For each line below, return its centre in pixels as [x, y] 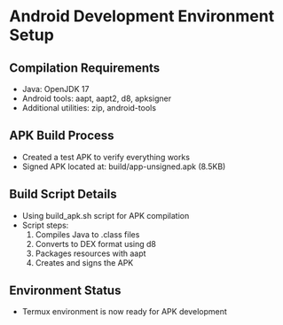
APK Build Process [62, 136]
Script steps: [45, 225]
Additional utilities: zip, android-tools [89, 108]
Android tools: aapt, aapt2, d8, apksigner [96, 98]
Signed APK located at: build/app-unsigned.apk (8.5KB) [124, 166]
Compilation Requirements [85, 68]
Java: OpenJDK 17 [55, 89]
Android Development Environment [142, 16]
